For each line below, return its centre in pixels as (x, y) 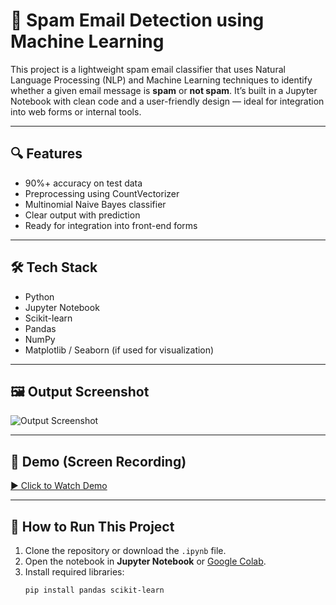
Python (39, 296)
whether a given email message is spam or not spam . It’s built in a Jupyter (164, 90)
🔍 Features (46, 154)
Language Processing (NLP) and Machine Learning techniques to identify (161, 80)
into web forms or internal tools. (76, 111)
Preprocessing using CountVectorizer (102, 193)
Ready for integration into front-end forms (111, 225)
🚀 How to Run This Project (92, 526)
